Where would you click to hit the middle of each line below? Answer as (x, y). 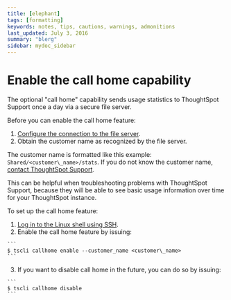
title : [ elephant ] (34, 14)
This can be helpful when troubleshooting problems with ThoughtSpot (108, 183)
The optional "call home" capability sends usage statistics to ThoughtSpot (113, 99)
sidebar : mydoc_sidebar (42, 46)
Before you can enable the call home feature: (72, 120)
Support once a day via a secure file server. (69, 107)
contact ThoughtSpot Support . (51, 169)
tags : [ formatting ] (35, 20)
